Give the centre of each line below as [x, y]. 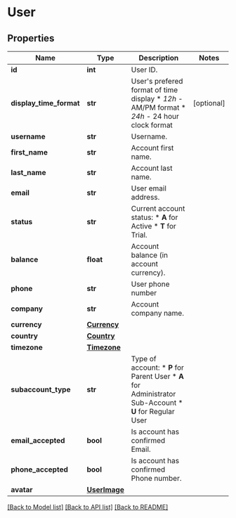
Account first [152, 148]
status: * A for [155, 217]
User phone [150, 284]
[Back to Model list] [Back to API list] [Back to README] [88, 507]
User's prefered [157, 81]
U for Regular [153, 412]
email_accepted [38, 440]
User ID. [144, 70]
